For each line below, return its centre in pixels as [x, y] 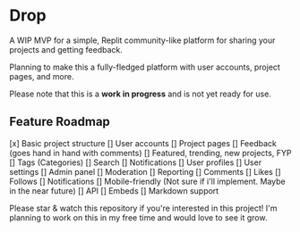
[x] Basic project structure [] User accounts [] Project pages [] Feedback [143, 143]
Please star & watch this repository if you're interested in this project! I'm [143, 208]
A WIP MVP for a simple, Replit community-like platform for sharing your [142, 40]
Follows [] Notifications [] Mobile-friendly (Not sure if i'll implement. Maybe [147, 181]
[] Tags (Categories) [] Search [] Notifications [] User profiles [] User [136, 162]
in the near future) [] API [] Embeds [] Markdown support [114, 191]
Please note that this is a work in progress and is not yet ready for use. [140, 94]
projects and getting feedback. [66, 49]
